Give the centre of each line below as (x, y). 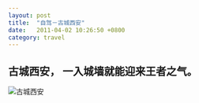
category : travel (37, 37)
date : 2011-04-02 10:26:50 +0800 (67, 30)
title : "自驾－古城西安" (47, 23)
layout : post (30, 15)
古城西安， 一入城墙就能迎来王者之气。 (103, 71)
